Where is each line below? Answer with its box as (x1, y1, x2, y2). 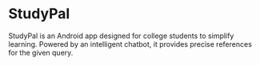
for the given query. (8, 48, 74, 57)
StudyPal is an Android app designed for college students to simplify (8, 31, 234, 40)
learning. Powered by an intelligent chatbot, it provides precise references (8, 39, 252, 48)
